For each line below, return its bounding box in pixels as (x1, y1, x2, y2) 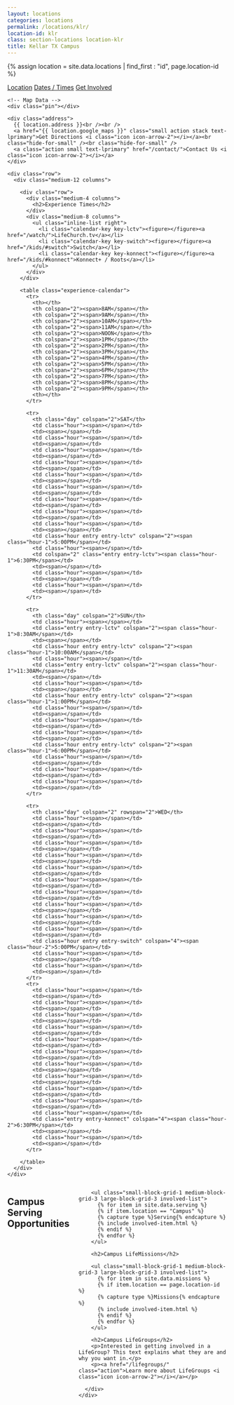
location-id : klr (7, 29, 58, 37)
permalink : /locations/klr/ (7, 23, 90, 30)
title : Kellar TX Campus (7, 43, 80, 50)
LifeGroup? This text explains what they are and (78, 1349, 226, 1356)
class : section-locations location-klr (7, 36, 124, 43)
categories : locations (7, 17, 74, 24)
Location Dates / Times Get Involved (7, 83, 112, 91)
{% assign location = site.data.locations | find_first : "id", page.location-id (7, 62, 219, 70)
